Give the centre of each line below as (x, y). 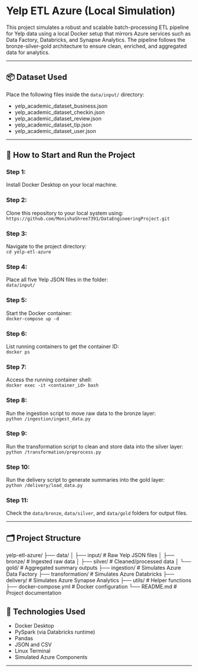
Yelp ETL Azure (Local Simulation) (91, 11)
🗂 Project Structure (44, 538)
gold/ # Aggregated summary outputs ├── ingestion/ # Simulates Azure (94, 568)
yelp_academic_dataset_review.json (58, 118)
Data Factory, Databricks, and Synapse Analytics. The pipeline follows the (96, 40)
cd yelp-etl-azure (29, 252)
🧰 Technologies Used (46, 611)
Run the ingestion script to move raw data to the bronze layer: (81, 413)
